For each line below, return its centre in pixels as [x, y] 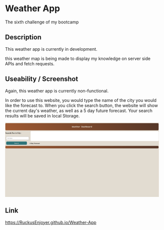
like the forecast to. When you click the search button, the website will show [82, 105]
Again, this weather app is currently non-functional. [57, 91]
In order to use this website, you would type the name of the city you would [81, 100]
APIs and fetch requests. [30, 63]
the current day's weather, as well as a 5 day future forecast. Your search [79, 111]
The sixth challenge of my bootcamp [42, 22]
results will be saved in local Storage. [42, 115]
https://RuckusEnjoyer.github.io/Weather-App [51, 222]
